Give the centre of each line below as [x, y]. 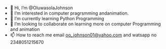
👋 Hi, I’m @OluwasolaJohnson [41, 8]
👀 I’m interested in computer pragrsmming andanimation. [69, 13]
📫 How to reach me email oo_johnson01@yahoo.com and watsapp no [83, 35]
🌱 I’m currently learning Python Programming [57, 18]
